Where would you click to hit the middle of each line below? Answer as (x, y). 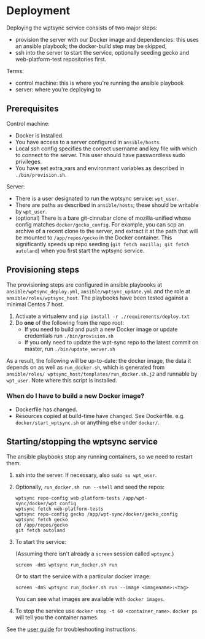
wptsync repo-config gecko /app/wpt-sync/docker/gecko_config (96, 514)
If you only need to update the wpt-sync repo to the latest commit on (111, 342)
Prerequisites (33, 109)
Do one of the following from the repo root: (70, 322)
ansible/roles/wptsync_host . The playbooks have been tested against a (97, 298)
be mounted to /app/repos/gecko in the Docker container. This (94, 238)
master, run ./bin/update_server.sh (70, 349)
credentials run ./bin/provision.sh (69, 336)
